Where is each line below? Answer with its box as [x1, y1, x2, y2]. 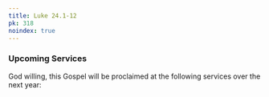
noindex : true [8, 26, 56, 34]
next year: [8, 79, 42, 89]
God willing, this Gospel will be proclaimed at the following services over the [8, 71, 261, 81]
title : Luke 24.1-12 [8, 11, 78, 20]
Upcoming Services [8, 53, 87, 64]
